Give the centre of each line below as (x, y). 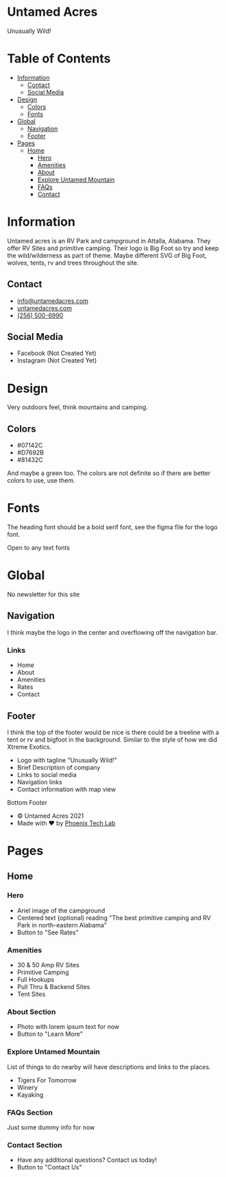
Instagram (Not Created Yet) (57, 361)
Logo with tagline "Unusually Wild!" (67, 760)
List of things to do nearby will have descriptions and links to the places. (109, 1067)
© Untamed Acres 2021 (50, 816)
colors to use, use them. (41, 481)
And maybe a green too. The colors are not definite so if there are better (109, 473)
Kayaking (30, 1095)
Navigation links (40, 781)
